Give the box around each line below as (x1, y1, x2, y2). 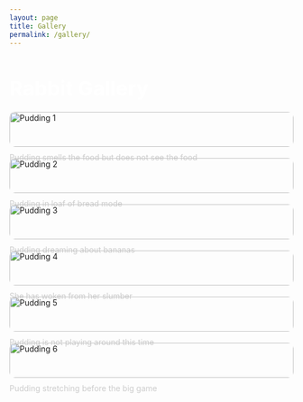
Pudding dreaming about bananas (9, 244, 135, 255)
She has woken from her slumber (9, 290, 133, 301)
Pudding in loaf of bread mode (9, 197, 124, 208)
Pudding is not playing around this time (9, 336, 155, 347)
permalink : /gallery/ (9, 30, 91, 39)
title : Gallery (9, 22, 67, 31)
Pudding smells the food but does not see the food (9, 151, 198, 162)
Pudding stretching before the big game (9, 382, 158, 393)
